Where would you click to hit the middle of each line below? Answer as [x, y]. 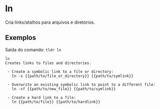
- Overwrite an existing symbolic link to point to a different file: [81, 84]
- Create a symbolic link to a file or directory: [60, 72]
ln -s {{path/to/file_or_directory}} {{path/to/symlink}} [73, 76]
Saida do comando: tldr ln [33, 49]
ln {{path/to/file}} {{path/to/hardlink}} [56, 102]
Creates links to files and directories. [48, 63]
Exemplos [20, 38]
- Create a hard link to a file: [42, 97]
